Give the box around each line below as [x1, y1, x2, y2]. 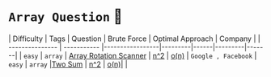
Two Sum [51, 59, 83, 69]
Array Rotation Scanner [68, 51, 147, 60]
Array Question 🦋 [8, 7, 123, 26]
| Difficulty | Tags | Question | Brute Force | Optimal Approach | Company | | [8, 34, 260, 43]
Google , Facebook [190, 52, 253, 60]
